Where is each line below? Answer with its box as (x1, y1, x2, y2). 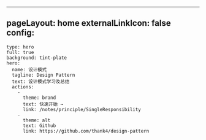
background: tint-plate (6, 55, 67, 61)
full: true (6, 49, 34, 55)
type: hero (6, 44, 34, 50)
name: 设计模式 (12, 66, 47, 72)
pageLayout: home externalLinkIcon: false (6, 18, 171, 28)
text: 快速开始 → (22, 101, 63, 107)
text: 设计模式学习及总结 (12, 78, 70, 85)
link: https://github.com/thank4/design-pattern (22, 128, 150, 134)
